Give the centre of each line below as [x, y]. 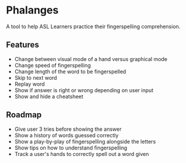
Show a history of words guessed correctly [66, 135]
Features [23, 45]
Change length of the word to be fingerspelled [70, 72]
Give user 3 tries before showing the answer [68, 129]
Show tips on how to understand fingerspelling [71, 148]
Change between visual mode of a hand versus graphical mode [91, 59]
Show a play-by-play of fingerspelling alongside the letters [85, 141]
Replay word [30, 84]
